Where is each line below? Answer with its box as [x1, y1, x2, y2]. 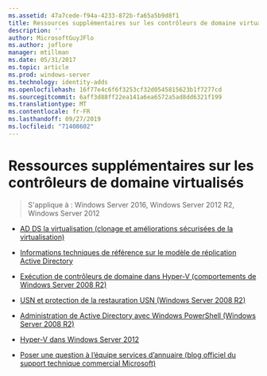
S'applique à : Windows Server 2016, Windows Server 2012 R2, [27, 200, 234, 209]
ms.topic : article [8, 64, 69, 72]
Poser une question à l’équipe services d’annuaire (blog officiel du [19, 350, 237, 359]
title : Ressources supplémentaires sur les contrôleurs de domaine [8, 19, 237, 27]
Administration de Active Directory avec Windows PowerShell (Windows [19, 311, 257, 320]
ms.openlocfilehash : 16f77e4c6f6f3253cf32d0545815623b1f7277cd [8, 85, 222, 94]
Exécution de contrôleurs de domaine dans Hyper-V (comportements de [19, 271, 257, 281]
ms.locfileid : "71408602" [8, 122, 94, 130]
